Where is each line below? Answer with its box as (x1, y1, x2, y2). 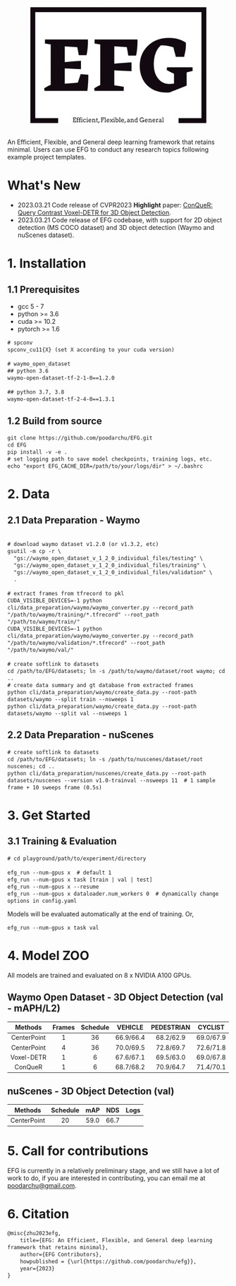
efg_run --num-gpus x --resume (7, 883, 99, 890)
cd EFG (7, 441, 27, 449)
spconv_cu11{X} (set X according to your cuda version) (7, 346, 175, 353)
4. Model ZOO (7, 947, 89, 964)
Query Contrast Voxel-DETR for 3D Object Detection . (17, 208, 171, 217)
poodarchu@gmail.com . (7, 1181, 77, 1189)
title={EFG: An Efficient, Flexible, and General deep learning (20, 1237, 213, 1244)
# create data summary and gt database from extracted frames (7, 681, 194, 689)
